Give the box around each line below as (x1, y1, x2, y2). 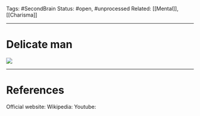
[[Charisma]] (6, 11, 37, 18)
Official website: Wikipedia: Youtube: (6, 103, 96, 110)
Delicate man (6, 38, 73, 51)
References (6, 83, 64, 97)
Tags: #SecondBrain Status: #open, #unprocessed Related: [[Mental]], (6, 5, 179, 12)
